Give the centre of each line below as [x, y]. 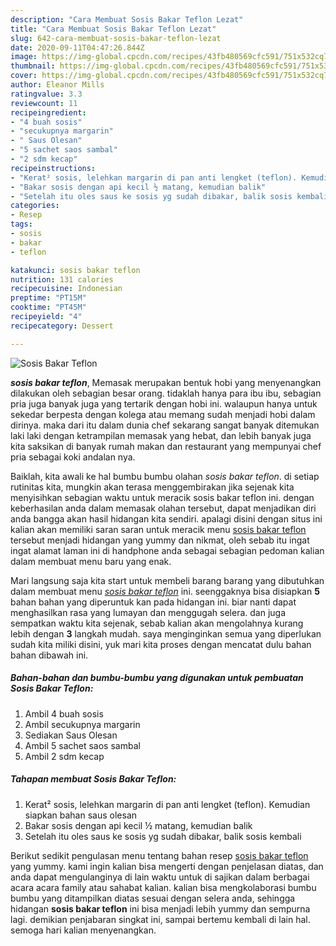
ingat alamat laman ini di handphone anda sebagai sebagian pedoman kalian [167, 550]
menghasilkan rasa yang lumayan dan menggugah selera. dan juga [148, 612]
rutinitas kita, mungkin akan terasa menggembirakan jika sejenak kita [152, 487]
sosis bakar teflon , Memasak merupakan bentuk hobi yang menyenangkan [166, 382]
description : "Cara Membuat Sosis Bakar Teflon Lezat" [127, 19]
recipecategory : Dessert [62, 326]
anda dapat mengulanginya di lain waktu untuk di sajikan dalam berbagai [160, 877]
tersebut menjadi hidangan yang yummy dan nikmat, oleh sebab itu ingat [160, 540]
